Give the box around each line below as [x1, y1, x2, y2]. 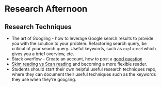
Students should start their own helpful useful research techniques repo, [11, 66, 157, 72]
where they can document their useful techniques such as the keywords [11, 72, 156, 77]
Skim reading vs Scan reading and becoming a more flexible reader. [11, 61, 147, 67]
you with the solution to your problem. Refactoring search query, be [11, 41, 147, 46]
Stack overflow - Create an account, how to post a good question [11, 56, 143, 61]
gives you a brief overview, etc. [11, 51, 75, 57]
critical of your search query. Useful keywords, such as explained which [11, 46, 156, 51]
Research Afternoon [4, 3, 88, 14]
